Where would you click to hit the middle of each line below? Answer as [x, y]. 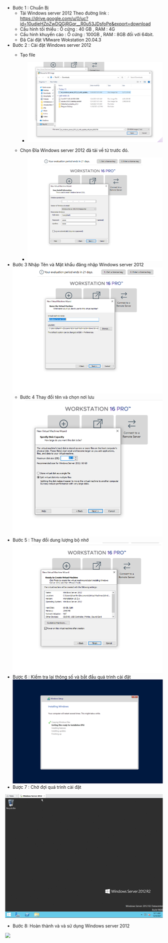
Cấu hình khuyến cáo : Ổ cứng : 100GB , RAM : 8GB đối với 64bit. [87, 34]
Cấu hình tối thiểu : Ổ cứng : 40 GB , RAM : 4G [67, 29]
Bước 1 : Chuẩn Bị [30, 8]
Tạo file [27, 55]
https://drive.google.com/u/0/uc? [54, 18]
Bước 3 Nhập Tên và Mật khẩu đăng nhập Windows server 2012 [78, 264]
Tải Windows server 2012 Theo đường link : [64, 13]
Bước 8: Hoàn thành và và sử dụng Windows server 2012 [71, 926]
